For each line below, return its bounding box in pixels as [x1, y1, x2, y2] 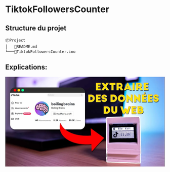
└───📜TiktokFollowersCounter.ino [5, 49, 76, 54]
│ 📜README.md [5, 44, 37, 49]
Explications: [5, 63, 48, 72]
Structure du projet [5, 24, 67, 32]
